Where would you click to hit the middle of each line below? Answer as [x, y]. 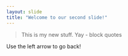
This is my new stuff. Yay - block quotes [71, 34]
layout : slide [24, 12]
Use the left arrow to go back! [44, 46]
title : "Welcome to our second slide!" [57, 17]
